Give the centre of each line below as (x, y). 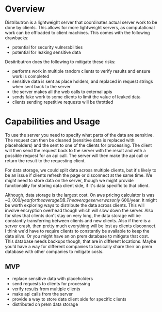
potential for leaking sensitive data (46, 52)
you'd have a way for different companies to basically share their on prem (79, 246)
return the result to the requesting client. (45, 160)
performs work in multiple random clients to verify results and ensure (81, 71)
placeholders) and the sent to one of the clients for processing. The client (79, 145)
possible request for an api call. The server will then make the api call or (77, 156)
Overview (25, 9)
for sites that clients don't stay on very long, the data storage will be (73, 215)
